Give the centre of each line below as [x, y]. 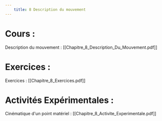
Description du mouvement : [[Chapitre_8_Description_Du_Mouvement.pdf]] [81, 47]
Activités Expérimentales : [59, 100]
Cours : [20, 33]
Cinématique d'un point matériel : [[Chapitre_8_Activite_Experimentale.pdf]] [81, 114]
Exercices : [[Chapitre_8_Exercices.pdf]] [45, 81]
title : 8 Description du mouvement [50, 10]
